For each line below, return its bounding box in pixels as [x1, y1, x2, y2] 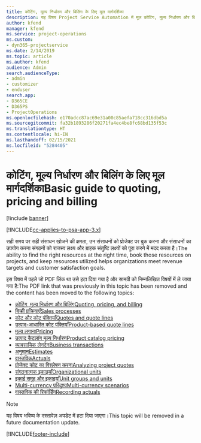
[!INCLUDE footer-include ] [6, 430, 70, 438]
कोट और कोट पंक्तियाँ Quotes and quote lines [14, 314, 114, 321]
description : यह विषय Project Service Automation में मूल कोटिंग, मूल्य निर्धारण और [6, 14, 190, 20]
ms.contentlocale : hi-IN [6, 131, 68, 138]
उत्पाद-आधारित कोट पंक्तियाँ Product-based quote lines [14, 321, 135, 328]
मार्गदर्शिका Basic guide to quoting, [6, 181, 162, 195]
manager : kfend [6, 25, 44, 32]
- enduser [6, 87, 31, 93]
